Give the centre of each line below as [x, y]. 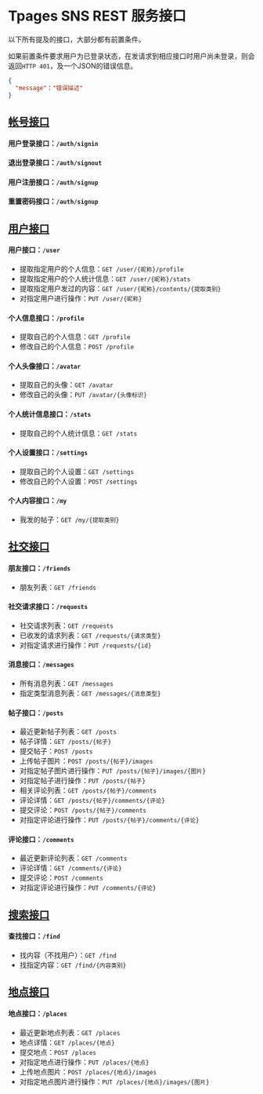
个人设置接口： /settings [48, 453]
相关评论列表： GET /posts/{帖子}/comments [88, 790]
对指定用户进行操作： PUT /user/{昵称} [81, 298]
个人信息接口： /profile [46, 318]
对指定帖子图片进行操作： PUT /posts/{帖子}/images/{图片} [113, 771]
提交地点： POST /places [58, 1052]
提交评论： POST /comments [61, 878]
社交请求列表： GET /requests [66, 625]
